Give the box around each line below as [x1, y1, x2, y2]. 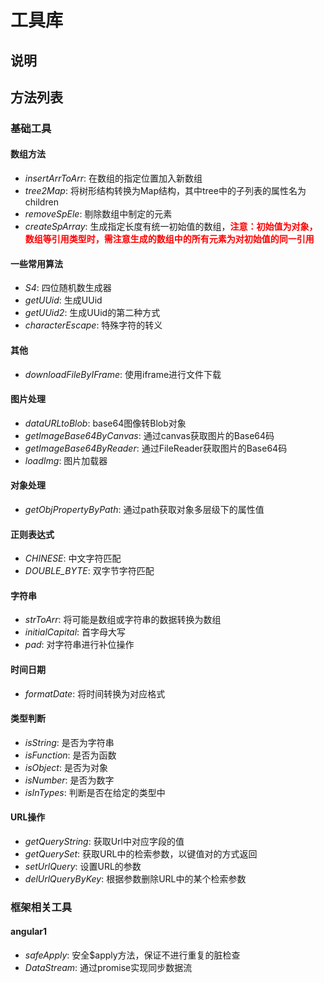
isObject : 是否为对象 [24, 761, 108, 773]
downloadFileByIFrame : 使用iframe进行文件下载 [24, 368, 222, 380]
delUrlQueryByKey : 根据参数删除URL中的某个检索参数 [24, 872, 247, 885]
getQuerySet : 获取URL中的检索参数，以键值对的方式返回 [24, 847, 258, 860]
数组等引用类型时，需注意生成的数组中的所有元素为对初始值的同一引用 [24, 233, 315, 245]
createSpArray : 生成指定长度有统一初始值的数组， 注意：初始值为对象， [24, 221, 318, 233]
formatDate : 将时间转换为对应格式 [24, 687, 166, 700]
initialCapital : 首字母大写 [24, 626, 127, 638]
